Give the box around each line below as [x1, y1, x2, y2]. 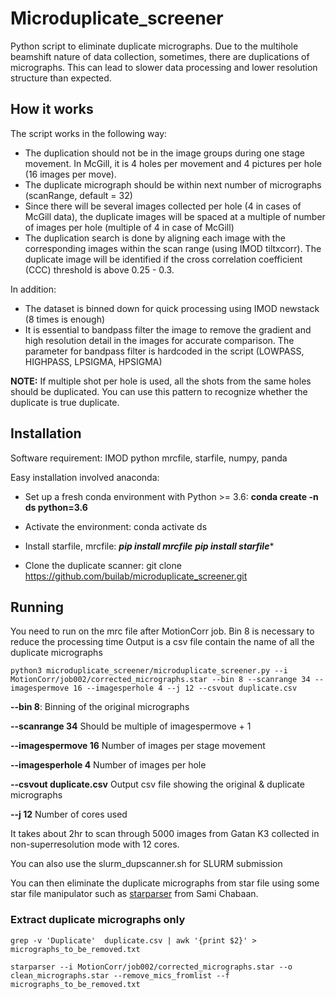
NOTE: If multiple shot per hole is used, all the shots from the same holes [10, 375, 312, 387]
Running [10, 598, 65, 616]
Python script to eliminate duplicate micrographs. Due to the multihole [10, 40, 299, 52]
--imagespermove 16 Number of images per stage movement [10, 740, 266, 752]
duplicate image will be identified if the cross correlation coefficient [24, 253, 303, 265]
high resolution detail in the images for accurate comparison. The [24, 334, 295, 346]
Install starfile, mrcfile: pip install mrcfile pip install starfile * [24, 540, 275, 552]
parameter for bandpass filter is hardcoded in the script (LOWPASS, [24, 345, 305, 357]
